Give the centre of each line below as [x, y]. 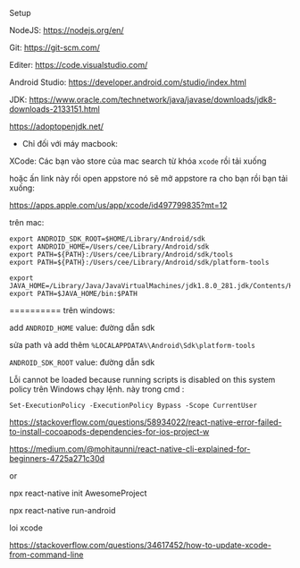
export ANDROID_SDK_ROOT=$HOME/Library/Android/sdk [107, 239]
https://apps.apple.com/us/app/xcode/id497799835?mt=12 [118, 205]
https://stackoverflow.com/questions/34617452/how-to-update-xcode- [141, 545]
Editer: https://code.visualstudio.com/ [79, 65]
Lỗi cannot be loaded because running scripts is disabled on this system [142, 380]
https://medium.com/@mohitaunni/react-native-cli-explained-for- [130, 449]
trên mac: [27, 222]
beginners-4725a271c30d [57, 458]
